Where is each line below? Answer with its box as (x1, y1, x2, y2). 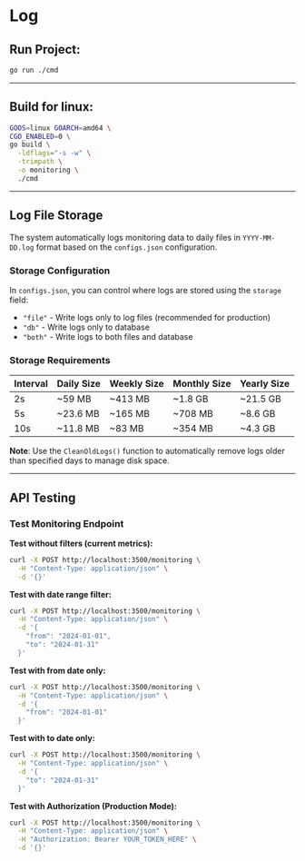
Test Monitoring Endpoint (9, 517, 124, 529)
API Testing (9, 490, 76, 505)
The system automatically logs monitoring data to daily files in (9, 232, 241, 242)
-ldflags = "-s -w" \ (17, 149, 92, 158)
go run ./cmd (9, 65, 59, 74)
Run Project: (9, 42, 81, 57)
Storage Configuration (9, 264, 111, 277)
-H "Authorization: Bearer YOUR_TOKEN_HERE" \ (17, 835, 197, 845)
